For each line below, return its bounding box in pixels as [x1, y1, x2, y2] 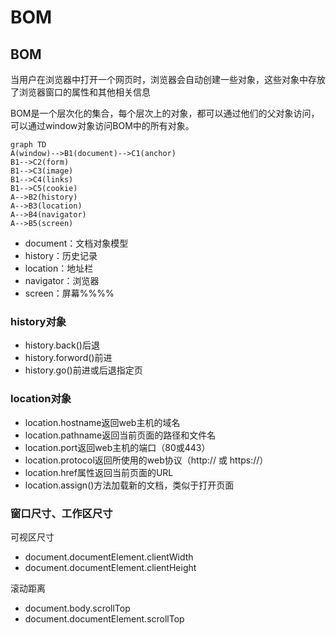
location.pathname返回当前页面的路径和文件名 [24, 429, 217, 441]
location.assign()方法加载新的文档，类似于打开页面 [24, 479, 235, 491]
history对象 [10, 314, 67, 328]
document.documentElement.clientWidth [24, 551, 194, 563]
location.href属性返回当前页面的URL [24, 466, 174, 478]
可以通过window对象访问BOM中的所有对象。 [10, 120, 195, 131]
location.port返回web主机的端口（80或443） [24, 441, 211, 453]
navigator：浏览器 [24, 275, 100, 286]
